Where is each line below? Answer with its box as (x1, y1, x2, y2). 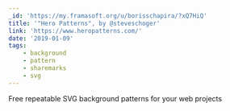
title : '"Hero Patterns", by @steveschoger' (8, 19, 161, 27)
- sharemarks (23, 64, 67, 72)
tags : (8, 42, 27, 50)
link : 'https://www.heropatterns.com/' (8, 27, 143, 35)
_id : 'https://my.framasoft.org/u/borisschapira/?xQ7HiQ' (8, 11, 207, 20)
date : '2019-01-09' (8, 34, 74, 43)
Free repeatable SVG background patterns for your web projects (8, 93, 223, 103)
